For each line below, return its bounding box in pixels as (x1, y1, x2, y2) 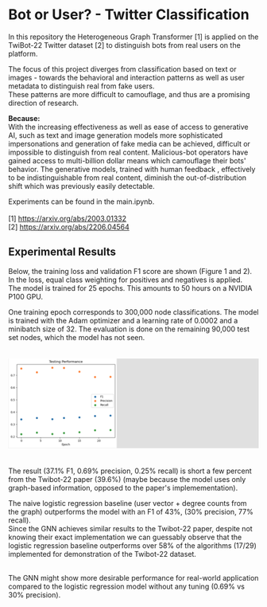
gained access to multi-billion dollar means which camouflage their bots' (8, 155, 246, 165)
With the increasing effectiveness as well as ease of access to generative (8, 122, 249, 131)
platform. (8, 49, 38, 58)
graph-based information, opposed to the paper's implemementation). (8, 483, 238, 492)
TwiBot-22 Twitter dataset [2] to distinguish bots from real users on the (8, 40, 241, 49)
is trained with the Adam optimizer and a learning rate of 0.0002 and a (8, 315, 238, 325)
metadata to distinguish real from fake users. (8, 81, 155, 91)
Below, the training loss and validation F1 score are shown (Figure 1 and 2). (8, 266, 253, 276)
